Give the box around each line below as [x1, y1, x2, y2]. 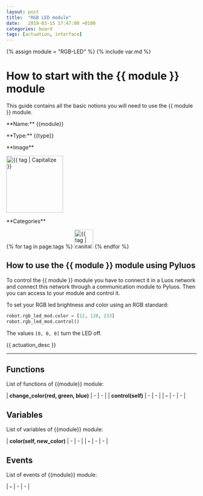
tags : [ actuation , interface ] [6, 31, 83, 38]
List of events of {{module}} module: [6, 471, 97, 478]
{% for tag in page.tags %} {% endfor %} [6, 243, 129, 250]
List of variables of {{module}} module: [6, 426, 103, 433]
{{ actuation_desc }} [6, 341, 56, 348]
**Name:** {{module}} [6, 121, 64, 128]
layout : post [6, 8, 39, 15]
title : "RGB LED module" [6, 15, 71, 21]
